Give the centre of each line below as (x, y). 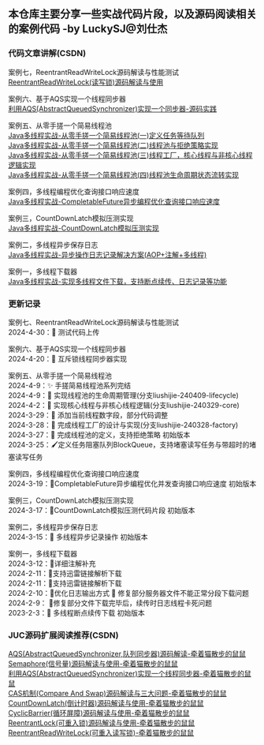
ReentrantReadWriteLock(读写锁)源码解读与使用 (86, 82)
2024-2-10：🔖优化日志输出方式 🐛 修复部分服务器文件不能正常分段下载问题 (129, 593)
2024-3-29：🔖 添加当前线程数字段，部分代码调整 (88, 415)
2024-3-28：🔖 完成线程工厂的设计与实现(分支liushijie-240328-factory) (123, 425)
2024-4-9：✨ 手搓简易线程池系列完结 (70, 385)
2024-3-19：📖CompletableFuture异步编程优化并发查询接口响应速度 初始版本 (132, 483)
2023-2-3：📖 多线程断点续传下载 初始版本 (77, 612)
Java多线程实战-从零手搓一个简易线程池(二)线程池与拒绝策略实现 (113, 145)
